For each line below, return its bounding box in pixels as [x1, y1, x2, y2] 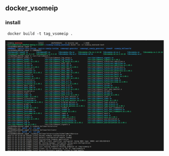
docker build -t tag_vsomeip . [7, 31, 73, 36]
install [5, 19, 21, 26]
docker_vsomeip [5, 4, 58, 13]
